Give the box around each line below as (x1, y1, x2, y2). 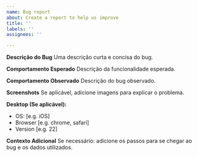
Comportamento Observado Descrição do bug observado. (6, 77, 156, 85)
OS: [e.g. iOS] (15, 113, 50, 120)
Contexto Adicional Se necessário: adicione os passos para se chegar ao (6, 138, 193, 145)
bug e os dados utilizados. (6, 144, 73, 151)
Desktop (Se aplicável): (6, 101, 67, 108)
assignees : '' (6, 32, 43, 38)
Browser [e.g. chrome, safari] (15, 119, 90, 127)
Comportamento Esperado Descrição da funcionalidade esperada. (6, 65, 176, 73)
